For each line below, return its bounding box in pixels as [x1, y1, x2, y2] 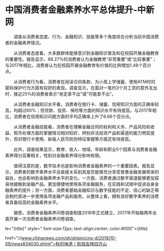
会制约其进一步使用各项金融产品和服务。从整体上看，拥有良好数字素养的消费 [5, 193, 159, 199]
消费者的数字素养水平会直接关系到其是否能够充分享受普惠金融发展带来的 [13, 169, 159, 174]
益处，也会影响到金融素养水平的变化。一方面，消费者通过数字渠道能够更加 [5, 175, 155, 181]
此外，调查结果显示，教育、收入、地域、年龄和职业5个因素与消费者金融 [13, 146, 158, 152]
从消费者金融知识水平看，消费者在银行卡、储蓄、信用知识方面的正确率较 [13, 101, 159, 107]
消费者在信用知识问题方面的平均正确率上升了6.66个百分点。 [13, 113, 134, 119]
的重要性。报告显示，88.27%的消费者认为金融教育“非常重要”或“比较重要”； [5, 56, 157, 62]
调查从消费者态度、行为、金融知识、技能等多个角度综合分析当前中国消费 [13, 34, 159, 39]
